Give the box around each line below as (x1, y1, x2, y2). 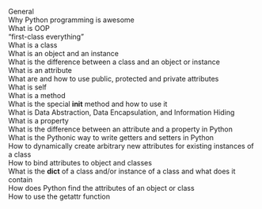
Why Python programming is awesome (8, 15, 135, 25)
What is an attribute (8, 66, 73, 74)
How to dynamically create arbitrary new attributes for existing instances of (8, 142, 255, 150)
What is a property (8, 116, 69, 125)
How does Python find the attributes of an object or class (8, 184, 196, 192)
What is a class (8, 40, 58, 50)
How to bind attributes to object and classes (8, 158, 153, 167)
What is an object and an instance (8, 49, 119, 58)
